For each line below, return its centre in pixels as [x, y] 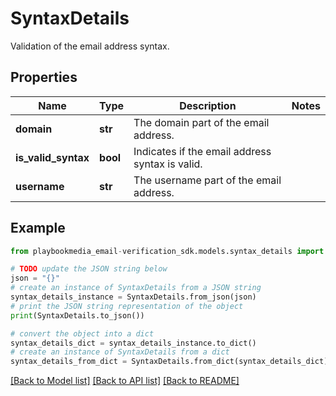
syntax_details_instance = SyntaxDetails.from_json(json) [133, 297]
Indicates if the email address [202, 151]
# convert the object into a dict [82, 333]
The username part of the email [207, 180]
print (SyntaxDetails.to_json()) [77, 315]
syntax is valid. [168, 164]
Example [38, 228]
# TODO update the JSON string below [89, 269]
